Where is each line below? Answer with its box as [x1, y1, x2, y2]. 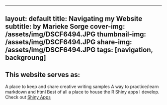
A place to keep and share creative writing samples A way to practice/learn [5, 84, 159, 90]
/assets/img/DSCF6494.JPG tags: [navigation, [5, 46, 153, 54]
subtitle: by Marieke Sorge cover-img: [5, 22, 125, 31]
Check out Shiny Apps [5, 94, 51, 100]
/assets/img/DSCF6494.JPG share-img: [5, 38, 133, 46]
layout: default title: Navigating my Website [5, 14, 143, 23]
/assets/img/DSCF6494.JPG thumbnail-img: [5, 30, 147, 39]
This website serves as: [5, 70, 81, 79]
